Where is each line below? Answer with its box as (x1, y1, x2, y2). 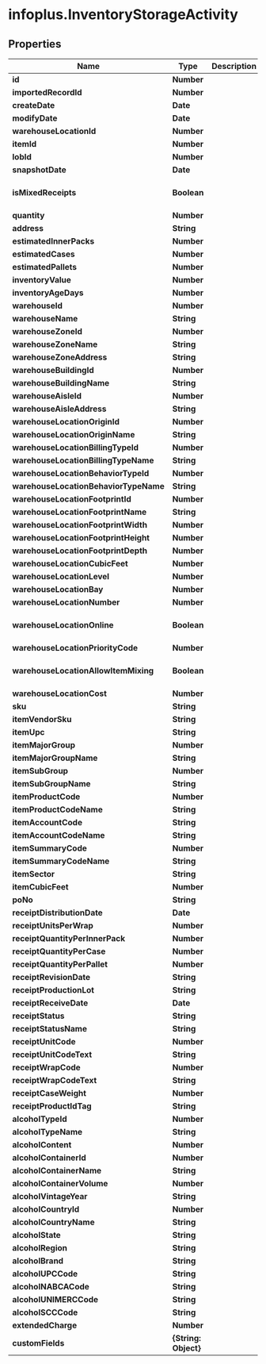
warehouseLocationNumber (12, 597, 120, 608)
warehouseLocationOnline (12, 620, 114, 630)
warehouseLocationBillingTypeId (12, 442, 139, 453)
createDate (12, 100, 55, 110)
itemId (12, 139, 37, 149)
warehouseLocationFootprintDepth (12, 545, 148, 556)
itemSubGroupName (12, 778, 91, 789)
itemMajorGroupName (12, 752, 98, 763)
